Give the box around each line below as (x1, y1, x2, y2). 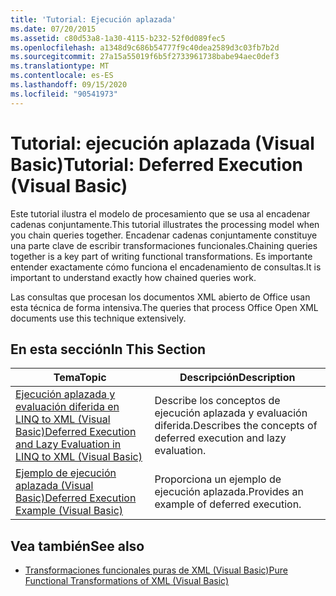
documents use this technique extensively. (10, 312, 187, 324)
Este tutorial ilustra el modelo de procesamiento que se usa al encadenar (10, 207, 311, 220)
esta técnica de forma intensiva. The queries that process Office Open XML (10, 301, 319, 313)
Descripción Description (179, 371, 296, 385)
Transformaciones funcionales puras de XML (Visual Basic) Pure (24, 564, 288, 576)
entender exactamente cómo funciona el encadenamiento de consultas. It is (10, 261, 322, 273)
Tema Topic (53, 371, 107, 385)
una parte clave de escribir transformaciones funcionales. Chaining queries (10, 239, 318, 251)
